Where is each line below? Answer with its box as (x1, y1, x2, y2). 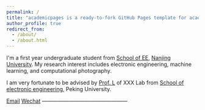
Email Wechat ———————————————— (6, 97, 128, 105)
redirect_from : (6, 26, 45, 32)
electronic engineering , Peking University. (6, 86, 112, 92)
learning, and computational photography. (6, 67, 112, 74)
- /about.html (12, 37, 48, 43)
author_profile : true (6, 20, 62, 26)
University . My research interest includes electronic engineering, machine (6, 61, 192, 68)
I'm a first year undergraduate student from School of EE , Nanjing (6, 54, 171, 61)
